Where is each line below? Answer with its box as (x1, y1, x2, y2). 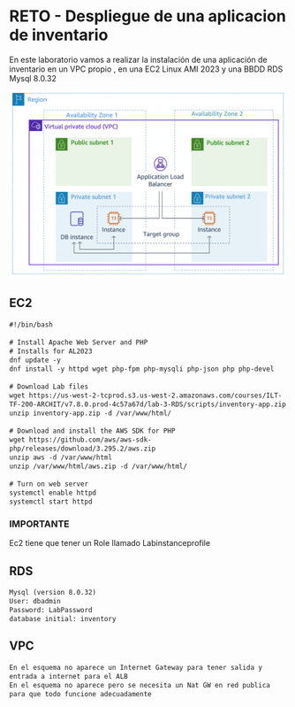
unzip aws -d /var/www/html (9, 453, 113, 462)
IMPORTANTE (9, 518, 70, 530)
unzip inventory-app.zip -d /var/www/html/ (9, 409, 172, 418)
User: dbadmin (9, 596, 62, 605)
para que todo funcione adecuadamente (9, 689, 152, 698)
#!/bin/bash (9, 320, 53, 329)
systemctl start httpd (9, 497, 93, 506)
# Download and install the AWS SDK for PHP (9, 427, 176, 435)
